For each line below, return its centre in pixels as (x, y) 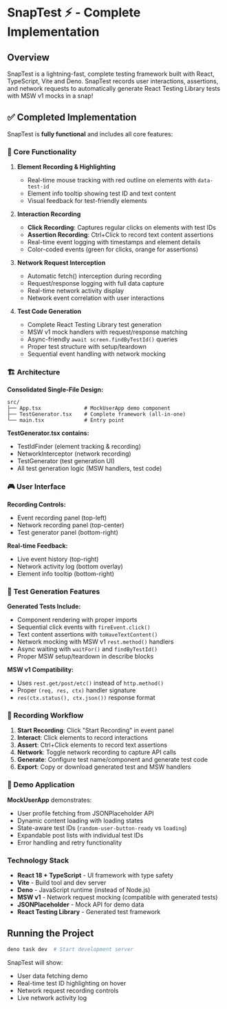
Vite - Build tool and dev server (62, 882)
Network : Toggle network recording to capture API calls (97, 752)
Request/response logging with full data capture (96, 284)
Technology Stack (38, 860)
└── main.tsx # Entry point (66, 421)
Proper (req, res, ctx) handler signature (76, 690)
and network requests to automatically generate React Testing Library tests (114, 88)
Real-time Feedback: (37, 545)
